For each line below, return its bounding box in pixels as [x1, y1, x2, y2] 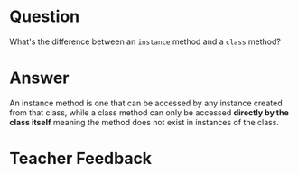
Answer [9, 68, 70, 88]
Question [9, 6, 79, 27]
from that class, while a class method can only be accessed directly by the [9, 106, 289, 118]
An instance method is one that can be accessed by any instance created [9, 97, 283, 108]
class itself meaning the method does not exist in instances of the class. [9, 116, 280, 127]
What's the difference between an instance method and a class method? [9, 36, 282, 47]
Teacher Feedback [9, 149, 152, 169]
